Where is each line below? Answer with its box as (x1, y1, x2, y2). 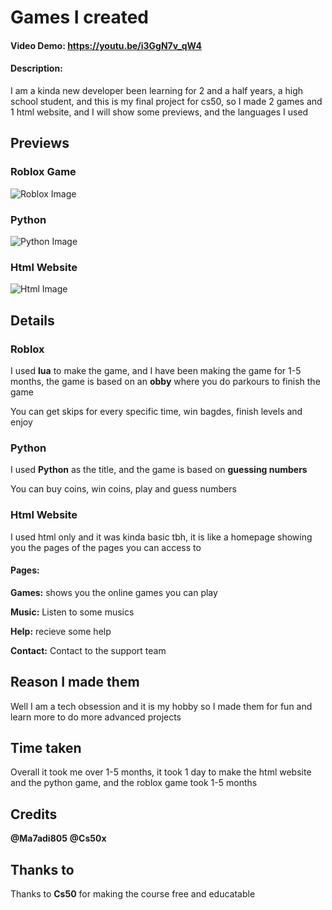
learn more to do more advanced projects (10, 711, 182, 723)
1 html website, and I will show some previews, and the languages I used (10, 106, 309, 118)
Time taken (10, 739, 82, 756)
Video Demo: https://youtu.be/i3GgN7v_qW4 (10, 39, 203, 51)
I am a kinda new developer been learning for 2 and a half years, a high (10, 84, 304, 96)
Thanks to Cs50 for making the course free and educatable (10, 888, 256, 900)
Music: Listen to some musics (10, 606, 135, 618)
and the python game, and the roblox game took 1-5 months (10, 777, 258, 789)
